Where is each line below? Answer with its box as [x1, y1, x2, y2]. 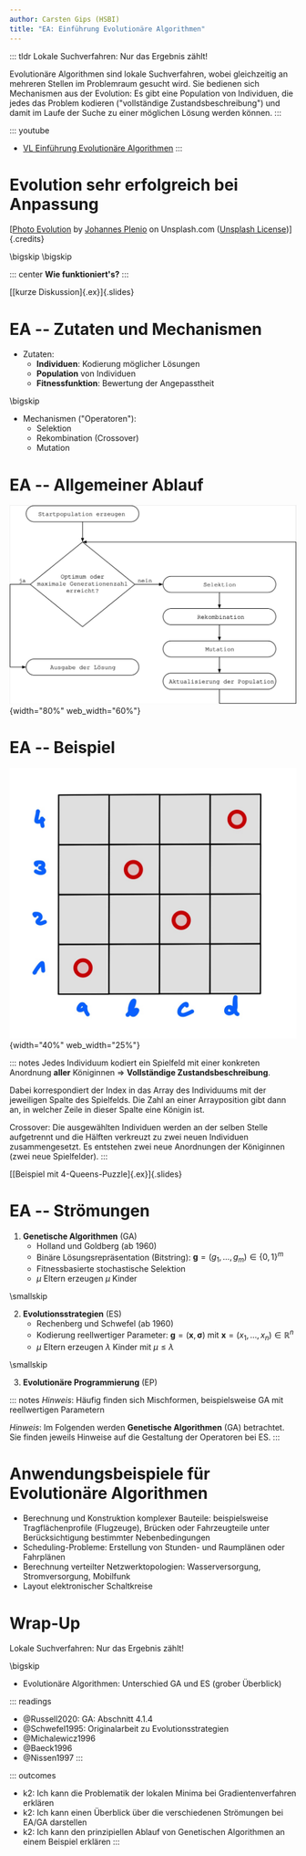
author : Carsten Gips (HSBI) [9, 15, 120, 24]
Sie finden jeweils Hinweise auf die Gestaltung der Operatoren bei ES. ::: [9, 1431, 280, 1442]
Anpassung [9, 194, 99, 215]
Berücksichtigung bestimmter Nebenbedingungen [22, 1532, 211, 1543]
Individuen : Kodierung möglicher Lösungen [36, 359, 200, 370]
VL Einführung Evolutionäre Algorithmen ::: [22, 142, 183, 153]
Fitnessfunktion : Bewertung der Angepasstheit [36, 378, 215, 389]
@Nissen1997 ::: [22, 1753, 84, 1764]
